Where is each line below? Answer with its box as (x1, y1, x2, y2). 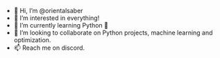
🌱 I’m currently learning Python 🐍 (13, 21, 109, 29)
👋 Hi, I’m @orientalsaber (13, 7, 83, 14)
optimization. (13, 36, 51, 44)
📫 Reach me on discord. (13, 43, 85, 52)
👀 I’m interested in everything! (13, 14, 100, 22)
